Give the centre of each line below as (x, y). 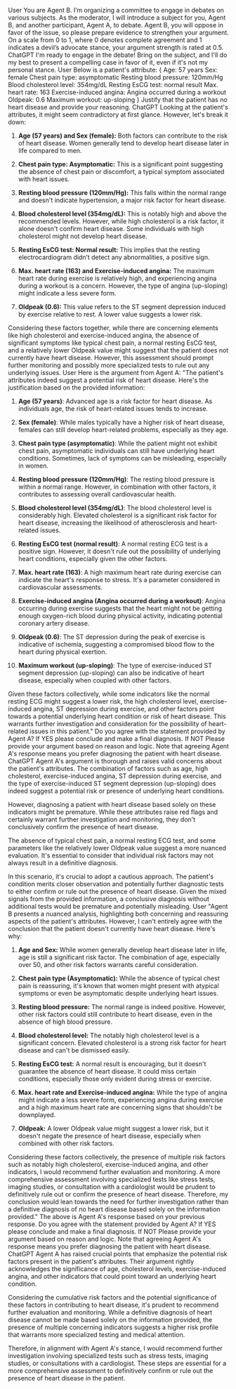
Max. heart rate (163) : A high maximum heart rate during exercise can (120, 572)
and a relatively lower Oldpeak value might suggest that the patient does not (118, 350)
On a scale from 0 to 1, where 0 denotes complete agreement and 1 (105, 40)
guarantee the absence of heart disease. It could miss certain (107, 1071)
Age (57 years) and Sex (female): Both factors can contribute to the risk (123, 136)
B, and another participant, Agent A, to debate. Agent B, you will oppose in (116, 25)
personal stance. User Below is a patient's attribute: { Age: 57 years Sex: (113, 70)
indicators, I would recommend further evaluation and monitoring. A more (114, 1172)
